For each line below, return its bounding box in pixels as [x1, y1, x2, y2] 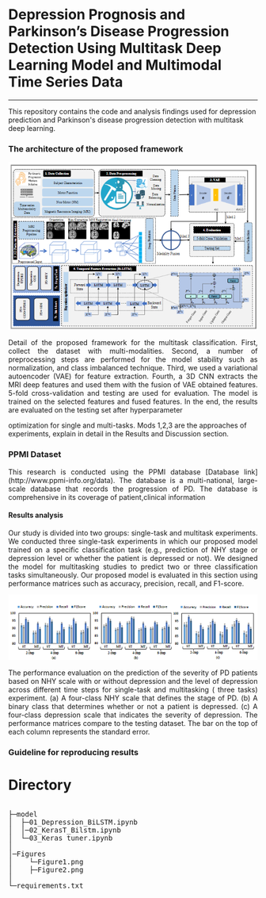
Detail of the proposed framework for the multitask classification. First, [8, 338, 258, 347]
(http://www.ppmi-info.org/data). [8, 475, 116, 485]
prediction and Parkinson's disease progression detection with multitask [8, 115, 244, 125]
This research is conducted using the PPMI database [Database [8, 466, 240, 477]
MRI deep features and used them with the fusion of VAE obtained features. [8, 380, 258, 390]
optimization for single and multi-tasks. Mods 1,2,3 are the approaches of [8, 420, 247, 430]
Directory [8, 776, 72, 794]
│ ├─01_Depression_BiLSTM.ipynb [8, 818, 139, 827]
